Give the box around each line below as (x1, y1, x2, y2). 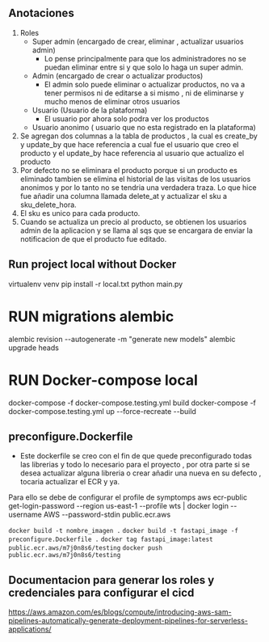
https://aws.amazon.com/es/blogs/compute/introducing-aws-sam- (8, 607, 232, 617)
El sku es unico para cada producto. (19, 208, 141, 218)
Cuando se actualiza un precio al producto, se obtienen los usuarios (19, 217, 247, 226)
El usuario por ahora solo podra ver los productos (44, 113, 210, 124)
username (8, 509, 42, 520)
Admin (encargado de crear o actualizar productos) (32, 70, 204, 80)
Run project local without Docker (8, 258, 177, 272)
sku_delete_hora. (19, 200, 77, 209)
